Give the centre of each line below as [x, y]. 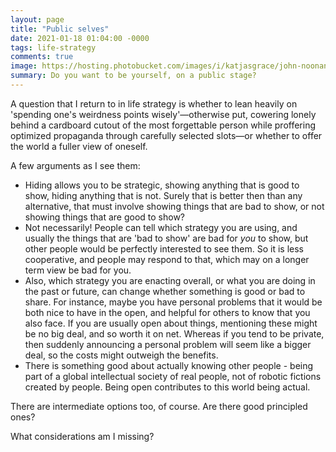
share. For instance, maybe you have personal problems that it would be [173, 302]
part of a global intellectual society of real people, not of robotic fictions [173, 376]
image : [24, 66]
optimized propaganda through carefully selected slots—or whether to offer [166, 135]
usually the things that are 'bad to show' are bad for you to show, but [166, 238]
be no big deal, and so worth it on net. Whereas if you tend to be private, [174, 333]
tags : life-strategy [53, 47]
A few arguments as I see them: [75, 165]
